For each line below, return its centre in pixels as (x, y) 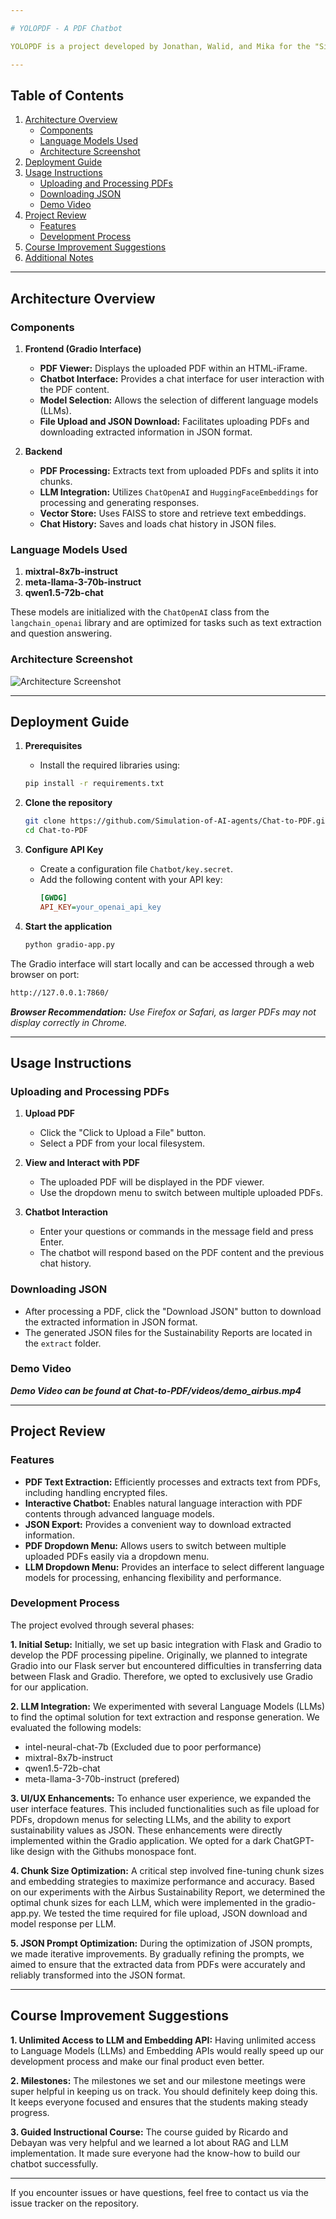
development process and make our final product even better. (137, 2061)
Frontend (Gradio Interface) (83, 349)
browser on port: (45, 974)
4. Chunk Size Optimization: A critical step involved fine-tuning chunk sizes (167, 1870)
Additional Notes (59, 258)
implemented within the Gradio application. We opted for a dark (141, 1840)
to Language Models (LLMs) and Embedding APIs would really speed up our (167, 2050)
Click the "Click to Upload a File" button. (123, 1133)
